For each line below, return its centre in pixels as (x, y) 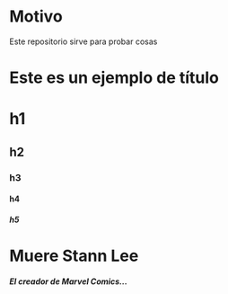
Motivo (36, 17)
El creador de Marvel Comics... (69, 281)
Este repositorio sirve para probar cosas (83, 41)
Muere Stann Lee (74, 256)
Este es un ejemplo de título (114, 78)
